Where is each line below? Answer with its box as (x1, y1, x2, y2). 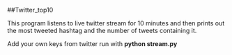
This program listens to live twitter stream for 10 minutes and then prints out (7, 19, 225, 27)
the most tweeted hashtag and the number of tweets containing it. (7, 27, 197, 34)
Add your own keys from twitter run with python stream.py (7, 40, 178, 47)
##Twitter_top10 (7, 6, 54, 14)
